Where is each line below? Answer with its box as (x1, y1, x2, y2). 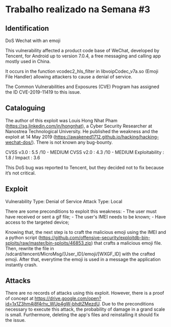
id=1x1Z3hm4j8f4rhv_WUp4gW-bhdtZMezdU (5, 301, 100, 307)
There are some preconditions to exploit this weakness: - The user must (5, 208, 157, 214)
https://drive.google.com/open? (34, 295, 102, 301)
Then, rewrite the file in (5, 245, 55, 251)
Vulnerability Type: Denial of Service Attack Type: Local (5, 198, 123, 204)
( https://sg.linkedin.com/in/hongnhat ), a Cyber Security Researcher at (5, 123, 152, 129)
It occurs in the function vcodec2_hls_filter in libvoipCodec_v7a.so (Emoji (5, 68, 159, 74)
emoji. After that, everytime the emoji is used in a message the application (5, 256, 161, 262)
